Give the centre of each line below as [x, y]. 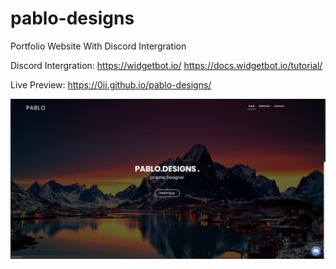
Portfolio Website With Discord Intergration [98, 46]
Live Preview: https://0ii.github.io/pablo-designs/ [111, 84]
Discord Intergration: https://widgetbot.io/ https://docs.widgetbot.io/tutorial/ [166, 65]
